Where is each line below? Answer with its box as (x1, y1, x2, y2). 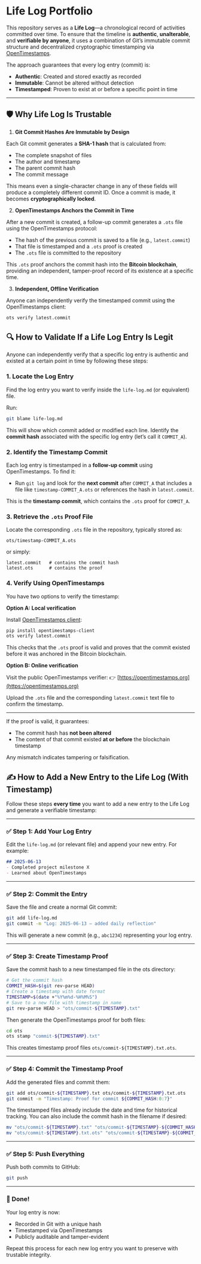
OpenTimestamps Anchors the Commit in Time (14, 206, 135, 214)
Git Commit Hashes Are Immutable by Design (14, 128, 130, 136)
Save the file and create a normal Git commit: (6, 903, 118, 910)
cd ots (6, 1028, 23, 1034)
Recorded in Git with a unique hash (14, 1220, 102, 1227)
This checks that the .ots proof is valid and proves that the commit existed (6, 644, 190, 651)
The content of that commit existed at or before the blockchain (14, 736, 170, 743)
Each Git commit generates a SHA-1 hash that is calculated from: (6, 140, 166, 147)
